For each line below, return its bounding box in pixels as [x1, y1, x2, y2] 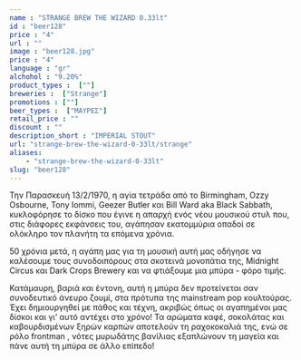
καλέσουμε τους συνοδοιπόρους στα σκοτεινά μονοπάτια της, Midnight [9, 256, 279, 267]
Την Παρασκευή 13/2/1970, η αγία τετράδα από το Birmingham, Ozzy [9, 190, 269, 200]
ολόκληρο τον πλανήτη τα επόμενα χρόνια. [9, 229, 175, 239]
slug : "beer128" [9, 165, 71, 174]
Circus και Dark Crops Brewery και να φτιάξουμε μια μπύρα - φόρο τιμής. [9, 265, 286, 277]
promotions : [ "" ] [9, 97, 79, 107]
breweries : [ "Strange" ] [9, 89, 107, 98]
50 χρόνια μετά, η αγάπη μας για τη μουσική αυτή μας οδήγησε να [9, 246, 262, 257]
